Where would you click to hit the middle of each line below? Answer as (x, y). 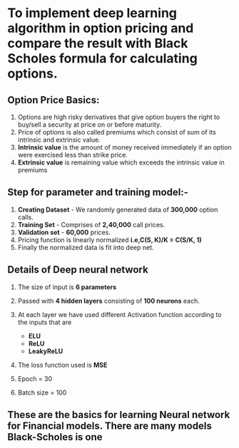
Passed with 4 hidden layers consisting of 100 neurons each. (108, 301)
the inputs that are (45, 322)
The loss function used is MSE (62, 365)
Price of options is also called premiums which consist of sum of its (117, 132)
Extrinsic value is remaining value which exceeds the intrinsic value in (121, 162)
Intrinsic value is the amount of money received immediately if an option (124, 147)
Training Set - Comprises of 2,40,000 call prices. (91, 224)
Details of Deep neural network (78, 270)
